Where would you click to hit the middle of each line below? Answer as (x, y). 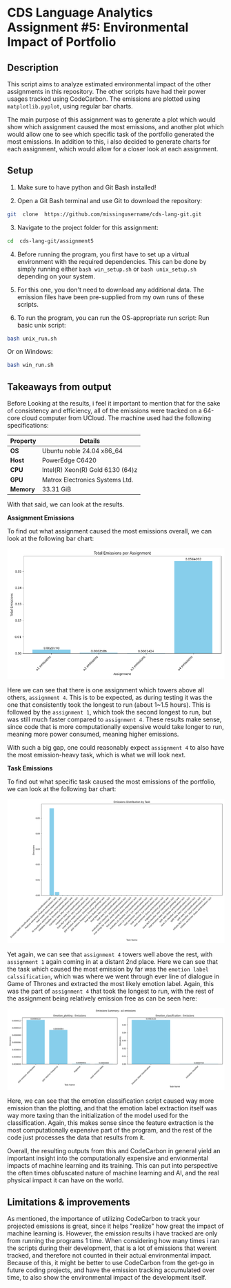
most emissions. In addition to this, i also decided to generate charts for (109, 142)
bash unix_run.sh (32, 339)
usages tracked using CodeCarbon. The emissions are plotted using (104, 99)
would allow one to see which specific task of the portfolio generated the (111, 134)
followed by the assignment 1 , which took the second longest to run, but (109, 712)
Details (90, 441)
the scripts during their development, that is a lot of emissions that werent (112, 1248)
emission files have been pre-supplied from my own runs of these (111, 297)
